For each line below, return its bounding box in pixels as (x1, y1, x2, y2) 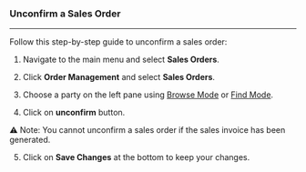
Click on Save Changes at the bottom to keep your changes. (22, 152, 250, 163)
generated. (9, 135, 51, 146)
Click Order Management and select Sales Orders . (22, 72, 216, 83)
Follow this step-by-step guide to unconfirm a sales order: (9, 36, 228, 47)
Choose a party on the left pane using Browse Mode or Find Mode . (22, 89, 274, 100)
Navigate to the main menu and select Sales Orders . (22, 54, 220, 66)
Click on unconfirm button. (22, 107, 126, 118)
